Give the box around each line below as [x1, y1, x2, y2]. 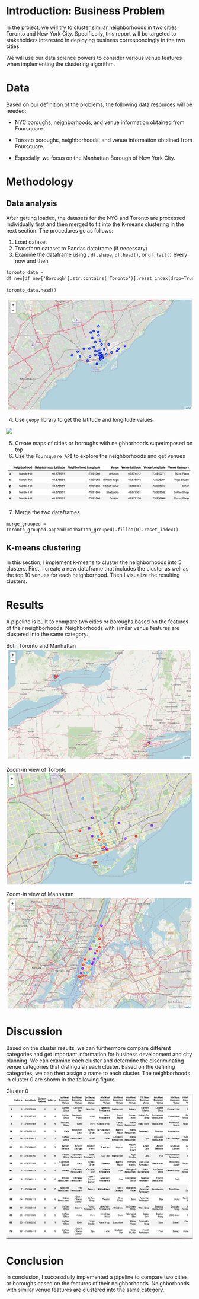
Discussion [6, 1024, 62, 1038]
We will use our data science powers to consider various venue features [6, 54, 182, 61]
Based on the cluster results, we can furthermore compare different [6, 1044, 171, 1051]
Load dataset [14, 238, 47, 246]
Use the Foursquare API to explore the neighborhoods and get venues [14, 453, 185, 460]
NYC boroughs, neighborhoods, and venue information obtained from [14, 119, 185, 126]
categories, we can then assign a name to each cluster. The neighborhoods [6, 1069, 191, 1077]
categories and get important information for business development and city [6, 1050, 192, 1058]
